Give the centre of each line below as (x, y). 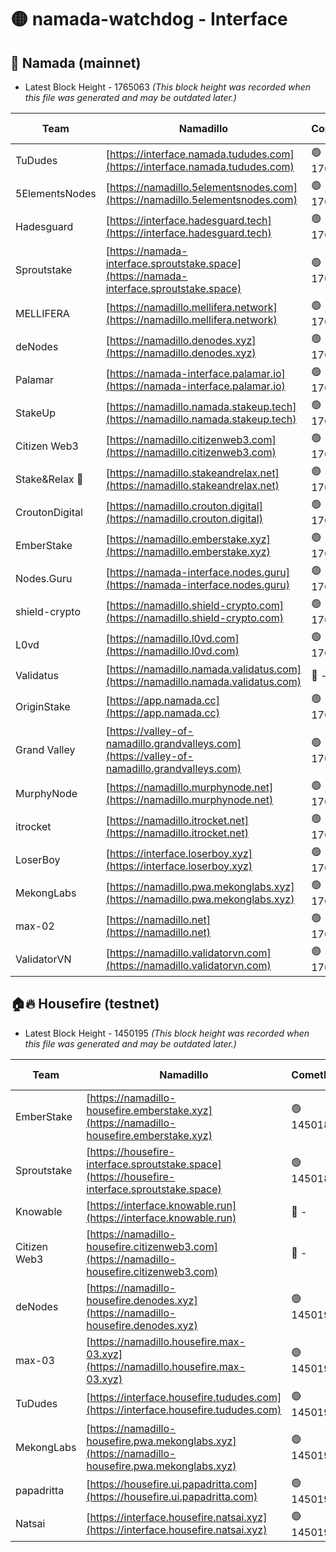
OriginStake (43, 706)
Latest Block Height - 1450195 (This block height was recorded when (167, 1033)
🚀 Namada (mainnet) (76, 62)
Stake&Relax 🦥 (49, 479)
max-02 (35, 926)
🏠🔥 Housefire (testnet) (85, 1004)
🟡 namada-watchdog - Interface (149, 19)
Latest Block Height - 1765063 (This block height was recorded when (168, 87)
